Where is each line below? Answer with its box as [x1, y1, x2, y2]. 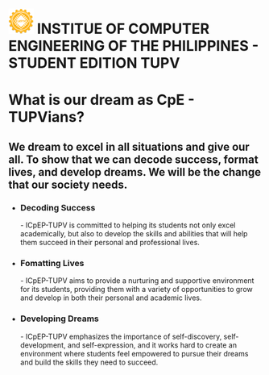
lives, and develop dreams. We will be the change [8, 165, 262, 179]
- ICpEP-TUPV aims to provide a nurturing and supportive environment [19, 276, 255, 285]
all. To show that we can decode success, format [8, 152, 259, 166]
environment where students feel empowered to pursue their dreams [19, 348, 249, 358]
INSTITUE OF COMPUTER [36, 20, 210, 38]
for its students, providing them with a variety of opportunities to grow [19, 285, 253, 294]
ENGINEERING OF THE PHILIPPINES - [8, 37, 259, 56]
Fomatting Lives [19, 257, 85, 269]
